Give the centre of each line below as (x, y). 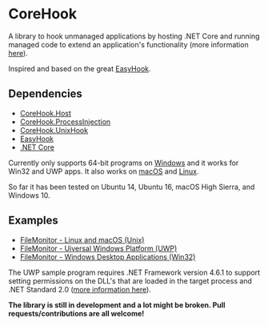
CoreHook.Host (46, 113)
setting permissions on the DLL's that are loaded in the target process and (130, 280)
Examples (33, 221)
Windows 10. (29, 195)
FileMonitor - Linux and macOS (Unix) (82, 239)
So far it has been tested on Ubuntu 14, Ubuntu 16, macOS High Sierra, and (132, 187)
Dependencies (45, 94)
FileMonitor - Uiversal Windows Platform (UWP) (98, 248)
